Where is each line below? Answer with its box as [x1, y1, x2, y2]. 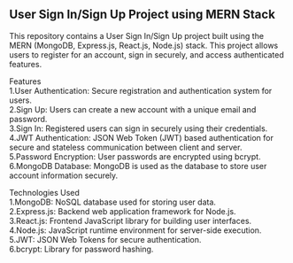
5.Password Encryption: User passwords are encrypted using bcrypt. [9, 151, 261, 162]
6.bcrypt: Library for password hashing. [9, 244, 154, 254]
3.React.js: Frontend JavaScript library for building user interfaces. [9, 215, 252, 226]
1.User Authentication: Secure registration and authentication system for [9, 85, 273, 96]
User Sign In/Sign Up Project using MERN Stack [9, 7, 276, 22]
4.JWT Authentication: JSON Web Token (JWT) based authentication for [9, 132, 274, 143]
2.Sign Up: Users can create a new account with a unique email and [9, 104, 257, 114]
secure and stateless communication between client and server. [9, 142, 243, 152]
